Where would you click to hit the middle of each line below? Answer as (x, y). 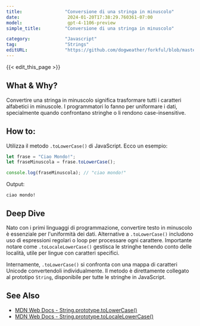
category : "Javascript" (51, 39)
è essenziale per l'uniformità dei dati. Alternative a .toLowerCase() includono (100, 234)
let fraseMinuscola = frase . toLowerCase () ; (61, 162)
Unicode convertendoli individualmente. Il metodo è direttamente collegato (98, 271)
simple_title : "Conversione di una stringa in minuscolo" (90, 28)
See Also (23, 296)
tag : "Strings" (48, 45)
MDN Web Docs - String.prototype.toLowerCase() (76, 310)
